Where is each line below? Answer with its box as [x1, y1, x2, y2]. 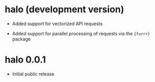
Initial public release [12, 71, 55, 77]
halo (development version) [5, 4, 124, 15]
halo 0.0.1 [5, 54, 46, 66]
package [12, 36, 31, 42]
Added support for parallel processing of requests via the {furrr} [12, 30, 150, 36]
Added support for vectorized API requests [12, 20, 103, 27]
